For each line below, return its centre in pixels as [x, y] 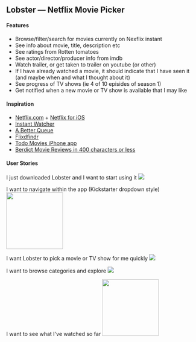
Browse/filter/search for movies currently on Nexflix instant [89, 39]
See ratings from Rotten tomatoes [57, 51]
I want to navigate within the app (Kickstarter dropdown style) [83, 189]
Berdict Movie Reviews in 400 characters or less [75, 149]
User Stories [22, 163]
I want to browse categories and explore [56, 271]
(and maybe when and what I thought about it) [73, 77]
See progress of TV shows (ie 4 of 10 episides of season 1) [88, 83]
